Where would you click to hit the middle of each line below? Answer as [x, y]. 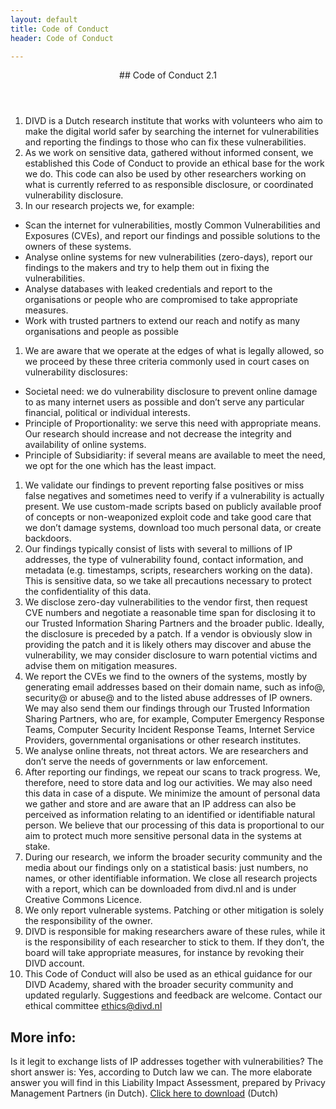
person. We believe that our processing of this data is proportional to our [174, 825]
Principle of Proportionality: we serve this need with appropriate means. [173, 423]
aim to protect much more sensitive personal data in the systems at [163, 836]
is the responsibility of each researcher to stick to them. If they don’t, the [174, 942]
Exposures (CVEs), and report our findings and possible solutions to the [172, 236]
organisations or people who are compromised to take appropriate [161, 300]
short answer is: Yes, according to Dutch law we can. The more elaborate [161, 1072]
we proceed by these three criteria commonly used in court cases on [167, 362]
